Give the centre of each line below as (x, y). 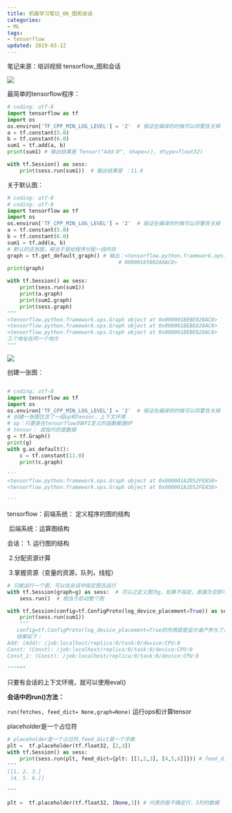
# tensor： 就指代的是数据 (42, 430)
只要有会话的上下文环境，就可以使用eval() (67, 682)
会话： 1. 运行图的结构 (38, 543)
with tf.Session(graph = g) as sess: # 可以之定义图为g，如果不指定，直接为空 (112, 592)
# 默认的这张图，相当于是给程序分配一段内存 (62, 249)
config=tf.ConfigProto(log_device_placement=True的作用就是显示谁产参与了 (120, 630)
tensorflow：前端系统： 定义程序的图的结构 (69, 514)
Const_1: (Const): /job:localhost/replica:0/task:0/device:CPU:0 (103, 656)
